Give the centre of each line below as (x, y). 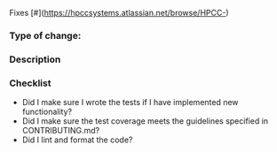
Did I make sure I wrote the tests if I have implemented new (130, 103)
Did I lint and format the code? (77, 140)
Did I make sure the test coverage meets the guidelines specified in (145, 121)
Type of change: (45, 35)
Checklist (30, 83)
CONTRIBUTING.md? (61, 131)
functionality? (47, 112)
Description (35, 59)
